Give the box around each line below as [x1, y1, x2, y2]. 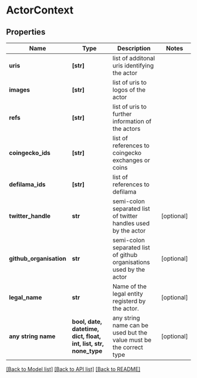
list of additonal [112, 54, 155, 62]
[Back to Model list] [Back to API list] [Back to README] [6, 366, 141, 373]
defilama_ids [9, 180, 46, 188]
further [112, 110, 132, 118]
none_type [72, 347, 103, 355]
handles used [112, 220, 150, 227]
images [9, 86, 30, 94]
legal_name [9, 293, 42, 301]
